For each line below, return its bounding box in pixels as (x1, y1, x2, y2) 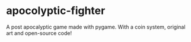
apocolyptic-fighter (6, 4, 106, 17)
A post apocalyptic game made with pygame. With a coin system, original (6, 23, 186, 30)
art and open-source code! (6, 29, 72, 36)
